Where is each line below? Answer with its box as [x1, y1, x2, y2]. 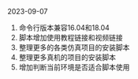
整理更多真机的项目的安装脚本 [18, 53, 116, 62]
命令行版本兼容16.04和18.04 [18, 23, 110, 32]
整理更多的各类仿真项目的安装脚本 [18, 43, 130, 52]
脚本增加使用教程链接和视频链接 [18, 33, 123, 42]
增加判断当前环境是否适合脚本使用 [18, 62, 130, 72]
